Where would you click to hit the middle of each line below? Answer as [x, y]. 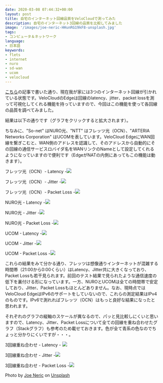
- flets [13, 55]
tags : [10, 32]
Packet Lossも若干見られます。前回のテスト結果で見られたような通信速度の [81, 276]
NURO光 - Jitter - [22, 212]
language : [15, 41]
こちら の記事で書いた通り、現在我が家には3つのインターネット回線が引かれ [81, 92]
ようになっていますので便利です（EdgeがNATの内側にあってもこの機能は [78, 155]
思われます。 [18, 306]
